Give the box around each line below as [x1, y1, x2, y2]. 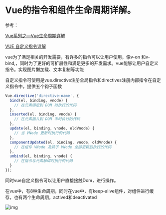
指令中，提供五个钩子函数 [9, 83, 62, 89]
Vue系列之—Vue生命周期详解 [5, 32, 66, 38]
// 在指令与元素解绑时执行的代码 [14, 158, 73, 163]
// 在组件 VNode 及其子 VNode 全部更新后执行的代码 [14, 144, 112, 149]
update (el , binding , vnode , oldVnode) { [9, 126, 95, 131]
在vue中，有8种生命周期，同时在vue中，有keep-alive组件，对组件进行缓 [5, 188, 154, 194]
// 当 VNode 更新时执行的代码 [14, 130, 70, 135]
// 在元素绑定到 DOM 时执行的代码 [14, 102, 77, 107]
